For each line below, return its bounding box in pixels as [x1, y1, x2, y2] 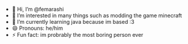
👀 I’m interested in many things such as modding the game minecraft [11, 12, 182, 19]
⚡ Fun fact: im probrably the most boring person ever [11, 32, 144, 38]
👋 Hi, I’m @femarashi [11, 6, 64, 12]
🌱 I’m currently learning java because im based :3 [11, 18, 135, 25]
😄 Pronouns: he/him [11, 24, 63, 32]
